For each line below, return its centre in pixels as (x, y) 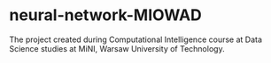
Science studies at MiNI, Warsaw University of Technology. (117, 48)
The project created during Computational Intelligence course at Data (136, 39)
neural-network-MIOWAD (105, 15)
